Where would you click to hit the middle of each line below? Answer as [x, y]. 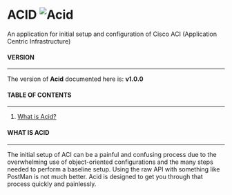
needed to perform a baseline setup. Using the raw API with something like [114, 169]
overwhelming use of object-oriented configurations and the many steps [110, 162]
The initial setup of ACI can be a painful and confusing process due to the [112, 154]
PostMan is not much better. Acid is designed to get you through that [105, 176]
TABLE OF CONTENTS [39, 95]
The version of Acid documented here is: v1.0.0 [75, 79]
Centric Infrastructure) [39, 41]
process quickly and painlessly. [52, 184]
